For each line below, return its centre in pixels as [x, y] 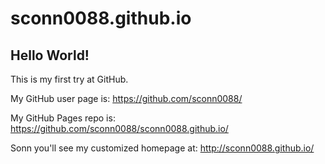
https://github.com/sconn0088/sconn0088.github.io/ [119, 128]
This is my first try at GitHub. [69, 79]
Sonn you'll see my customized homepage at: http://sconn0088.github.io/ [162, 148]
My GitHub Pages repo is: [63, 118]
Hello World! [50, 55]
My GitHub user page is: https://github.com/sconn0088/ [126, 98]
